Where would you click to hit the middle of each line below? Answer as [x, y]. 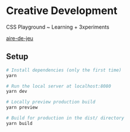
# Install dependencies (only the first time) [64, 70]
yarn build [19, 123]
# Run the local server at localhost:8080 [59, 86]
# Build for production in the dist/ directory [65, 118]
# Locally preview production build [51, 102]
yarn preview [22, 107]
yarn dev [17, 92]
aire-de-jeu [20, 38]
